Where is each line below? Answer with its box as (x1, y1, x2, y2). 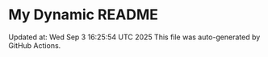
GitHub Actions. (8, 40, 61, 50)
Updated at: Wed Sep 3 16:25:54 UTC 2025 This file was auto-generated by (8, 32, 261, 42)
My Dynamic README (8, 6, 159, 24)
